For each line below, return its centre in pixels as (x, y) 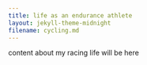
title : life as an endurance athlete (70, 15)
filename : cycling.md (44, 30)
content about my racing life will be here (74, 53)
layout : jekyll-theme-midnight (60, 23)
